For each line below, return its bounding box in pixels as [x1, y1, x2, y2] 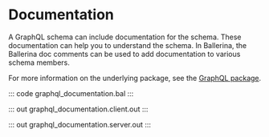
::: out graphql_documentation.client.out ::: [8, 104, 149, 114]
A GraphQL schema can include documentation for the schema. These [8, 32, 242, 42]
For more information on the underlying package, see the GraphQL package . [8, 73, 262, 83]
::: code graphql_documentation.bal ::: [8, 88, 134, 98]
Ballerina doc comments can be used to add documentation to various [8, 49, 241, 58]
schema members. [8, 58, 71, 67]
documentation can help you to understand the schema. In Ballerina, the [8, 40, 247, 50]
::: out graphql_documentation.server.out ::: [8, 119, 151, 129]
